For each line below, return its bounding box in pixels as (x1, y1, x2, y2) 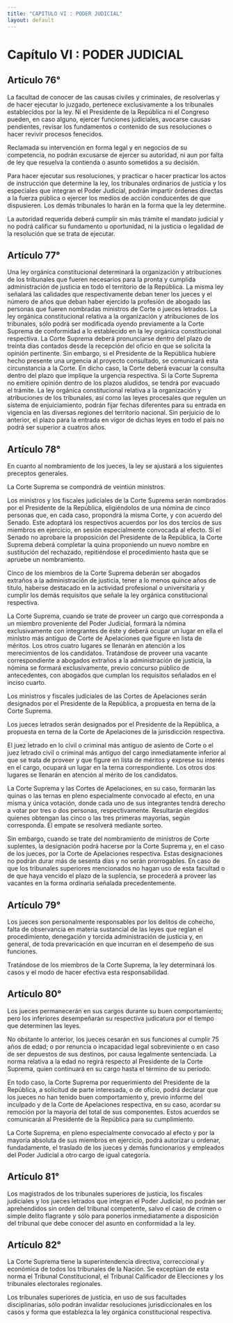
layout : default (7, 17, 54, 24)
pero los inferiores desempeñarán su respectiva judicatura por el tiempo (7, 1014, 214, 1022)
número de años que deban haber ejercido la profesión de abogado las (7, 297, 211, 306)
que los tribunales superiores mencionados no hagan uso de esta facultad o (7, 864, 225, 873)
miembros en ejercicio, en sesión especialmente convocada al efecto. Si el (7, 526, 221, 534)
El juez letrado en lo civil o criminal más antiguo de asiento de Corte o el (7, 741, 214, 750)
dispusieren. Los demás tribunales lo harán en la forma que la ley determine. (7, 201, 227, 209)
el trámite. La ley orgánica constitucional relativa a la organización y (7, 386, 202, 395)
